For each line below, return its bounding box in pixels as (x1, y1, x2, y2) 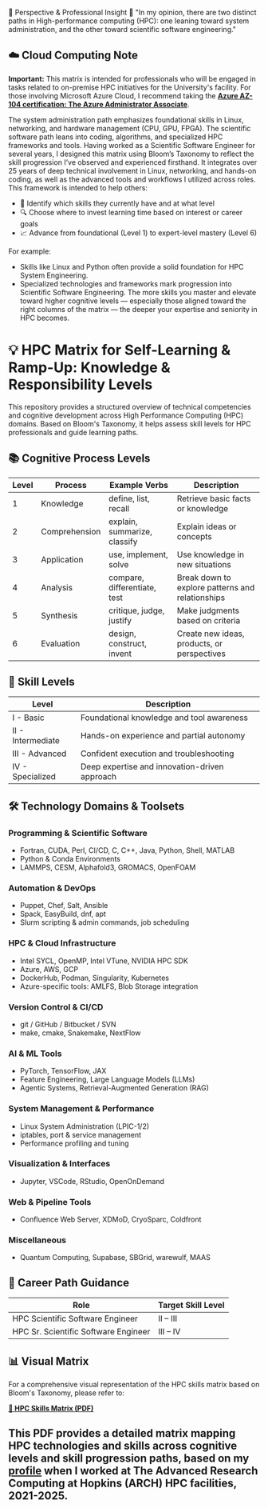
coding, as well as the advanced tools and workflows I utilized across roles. (8, 174, 256, 184)
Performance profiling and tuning (19, 1138, 129, 1148)
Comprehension (41, 526, 101, 537)
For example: (8, 246, 52, 256)
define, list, (108, 493, 150, 504)
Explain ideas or (176, 521, 237, 532)
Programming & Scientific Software (8, 827, 148, 838)
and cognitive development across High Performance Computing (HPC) (8, 410, 244, 420)
